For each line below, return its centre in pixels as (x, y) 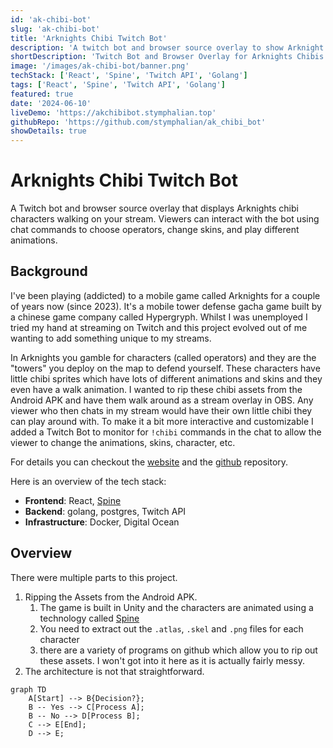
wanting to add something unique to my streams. (111, 338)
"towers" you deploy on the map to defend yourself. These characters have (165, 368)
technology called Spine (89, 618)
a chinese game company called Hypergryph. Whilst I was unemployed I (159, 317)
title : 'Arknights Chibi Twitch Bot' (89, 38)
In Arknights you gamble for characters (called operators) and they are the (163, 357)
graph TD (28, 689)
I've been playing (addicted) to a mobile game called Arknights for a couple (165, 295)
